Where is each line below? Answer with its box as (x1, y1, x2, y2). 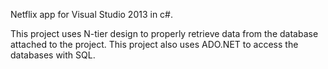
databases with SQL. (10, 49, 96, 61)
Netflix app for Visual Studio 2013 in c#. (10, 9, 173, 20)
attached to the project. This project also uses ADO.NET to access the (10, 39, 299, 50)
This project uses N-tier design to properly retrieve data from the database (10, 28, 319, 39)
